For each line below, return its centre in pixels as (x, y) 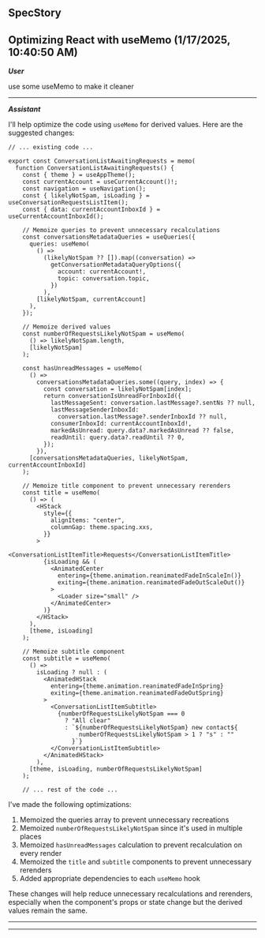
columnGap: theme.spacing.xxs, (102, 527)
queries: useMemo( (59, 244)
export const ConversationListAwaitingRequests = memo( (102, 161)
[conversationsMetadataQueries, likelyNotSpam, (109, 458)
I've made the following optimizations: (70, 805)
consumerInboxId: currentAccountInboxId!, (121, 424)
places (30, 837)
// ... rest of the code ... (70, 790)
